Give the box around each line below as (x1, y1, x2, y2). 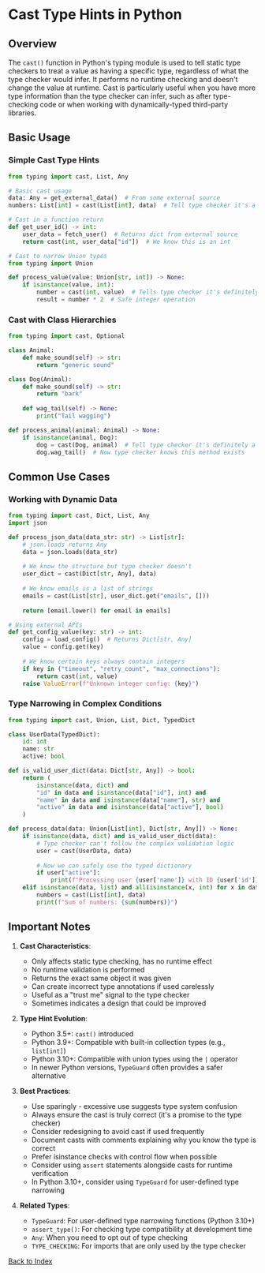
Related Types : (19, 1200, 70, 1210)
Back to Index (8, 1256, 53, 1266)
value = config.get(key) (22, 643, 104, 651)
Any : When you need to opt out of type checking (31, 1233, 188, 1242)
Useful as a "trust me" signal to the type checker (31, 990, 190, 999)
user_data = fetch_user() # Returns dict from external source (22, 230, 238, 238)
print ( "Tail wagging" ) (36, 412, 111, 420)
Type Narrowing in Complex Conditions (8, 698, 162, 710)
